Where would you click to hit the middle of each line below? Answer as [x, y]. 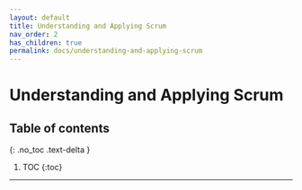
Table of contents [59, 128]
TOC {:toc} [42, 168]
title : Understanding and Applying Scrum [88, 26]
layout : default [40, 17]
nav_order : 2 [34, 34]
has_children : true [46, 43]
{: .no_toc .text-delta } [50, 150]
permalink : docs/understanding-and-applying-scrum [106, 51]
